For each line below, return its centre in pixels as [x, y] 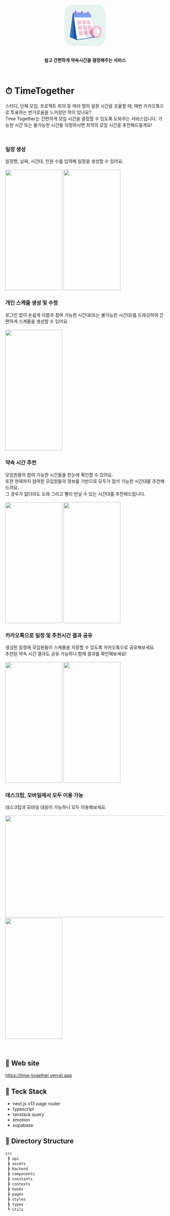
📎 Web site [22, 1063]
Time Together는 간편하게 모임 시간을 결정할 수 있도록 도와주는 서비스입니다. [81, 118]
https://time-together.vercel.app [39, 1075]
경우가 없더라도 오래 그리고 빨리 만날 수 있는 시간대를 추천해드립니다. [78, 494]
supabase [23, 1126]
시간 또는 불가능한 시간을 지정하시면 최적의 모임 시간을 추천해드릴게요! [83, 125]
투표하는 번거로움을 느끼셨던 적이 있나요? [51, 112]
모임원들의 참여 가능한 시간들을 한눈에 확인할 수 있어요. [59, 475]
